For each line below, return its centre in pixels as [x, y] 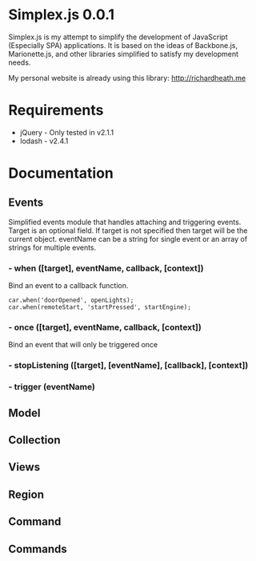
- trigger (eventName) [52, 387]
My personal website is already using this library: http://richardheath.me [127, 78]
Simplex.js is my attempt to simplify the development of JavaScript [118, 37]
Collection [34, 441]
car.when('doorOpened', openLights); [71, 301]
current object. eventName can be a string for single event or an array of [128, 238]
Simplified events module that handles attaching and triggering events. [125, 222]
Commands [38, 549]
